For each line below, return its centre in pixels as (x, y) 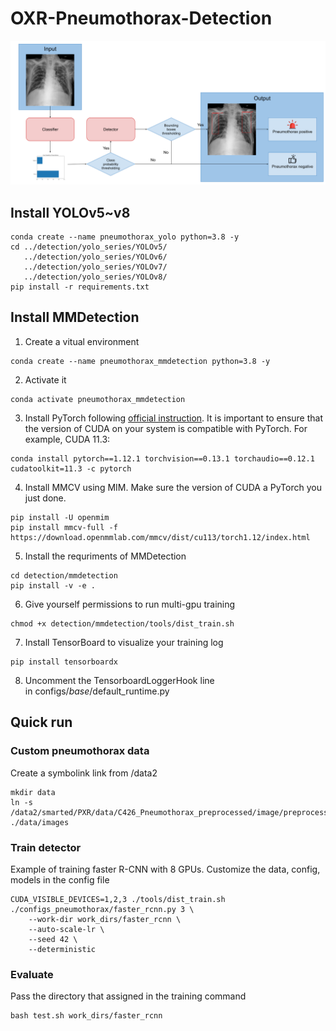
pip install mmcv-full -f (64, 527)
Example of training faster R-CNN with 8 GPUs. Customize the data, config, (165, 869)
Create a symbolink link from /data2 (84, 773)
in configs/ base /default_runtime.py (97, 691)
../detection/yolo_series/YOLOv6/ (95, 257)
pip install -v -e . (53, 585)
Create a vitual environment (82, 341)
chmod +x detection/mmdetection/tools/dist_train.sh (122, 623)
